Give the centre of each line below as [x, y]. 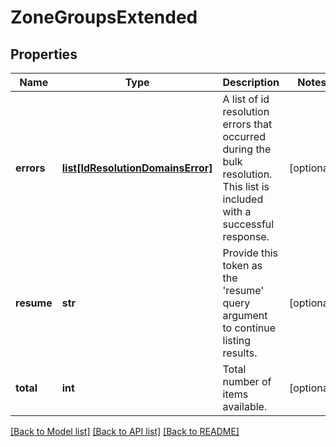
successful [248, 224]
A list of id [246, 99]
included [243, 199]
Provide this [250, 253]
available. [245, 406]
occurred [244, 136]
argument [245, 315]
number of [247, 381]
